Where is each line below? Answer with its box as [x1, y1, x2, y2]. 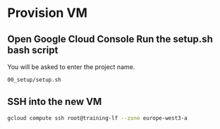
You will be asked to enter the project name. [7, 63, 135, 71]
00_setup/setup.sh [7, 76, 61, 83]
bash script [7, 44, 59, 56]
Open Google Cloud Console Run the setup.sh [7, 33, 213, 45]
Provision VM [7, 5, 88, 21]
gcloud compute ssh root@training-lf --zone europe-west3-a [7, 114, 188, 121]
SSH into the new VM [7, 96, 102, 108]
